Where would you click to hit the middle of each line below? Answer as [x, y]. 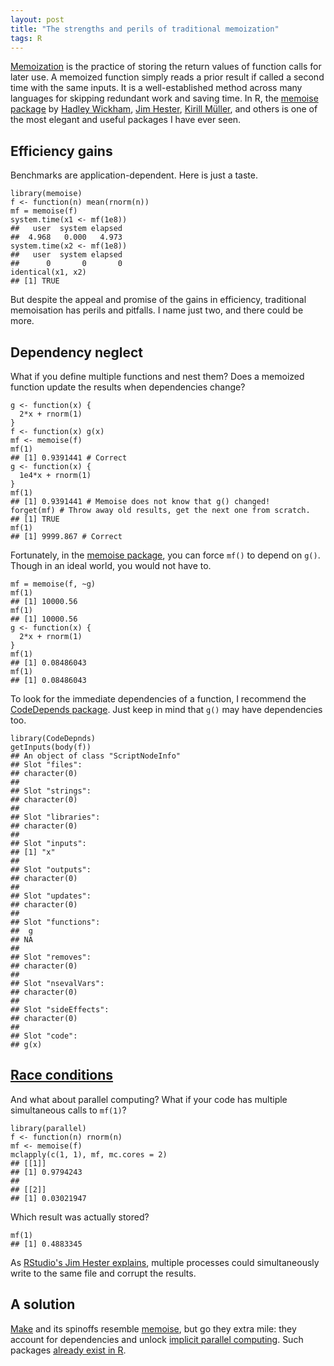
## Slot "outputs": [51, 870]
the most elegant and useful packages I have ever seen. [126, 120]
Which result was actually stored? [80, 1217]
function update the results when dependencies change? [128, 387]
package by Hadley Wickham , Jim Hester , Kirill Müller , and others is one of [164, 109]
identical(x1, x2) [48, 272]
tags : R [26, 38]
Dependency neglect [77, 352]
